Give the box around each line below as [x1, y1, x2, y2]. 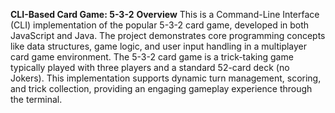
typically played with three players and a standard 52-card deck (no [10, 62, 290, 73]
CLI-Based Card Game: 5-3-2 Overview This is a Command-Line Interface [10, 9, 320, 20]
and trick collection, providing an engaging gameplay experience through [10, 83, 313, 94]
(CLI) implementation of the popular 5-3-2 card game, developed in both [10, 19, 310, 31]
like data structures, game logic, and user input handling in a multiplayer [10, 40, 308, 52]
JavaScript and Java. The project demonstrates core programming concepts [10, 30, 326, 41]
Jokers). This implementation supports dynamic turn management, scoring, [10, 72, 322, 84]
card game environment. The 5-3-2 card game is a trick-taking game [10, 51, 294, 63]
